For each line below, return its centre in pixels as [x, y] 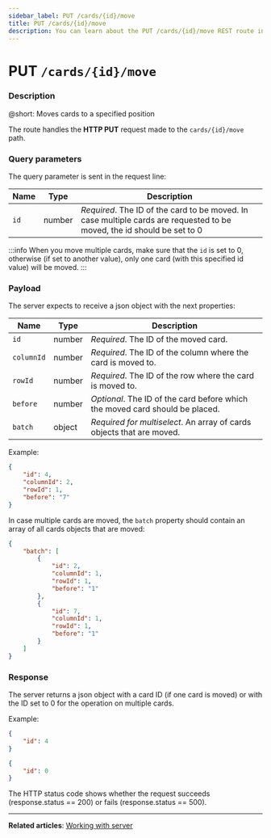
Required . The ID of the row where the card [172, 376]
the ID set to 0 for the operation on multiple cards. [92, 703]
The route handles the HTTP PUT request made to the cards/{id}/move [126, 129]
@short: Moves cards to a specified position [82, 113]
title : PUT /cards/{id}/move [57, 23]
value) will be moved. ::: [48, 267]
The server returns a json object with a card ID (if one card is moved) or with [135, 695]
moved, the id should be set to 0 [142, 230]
